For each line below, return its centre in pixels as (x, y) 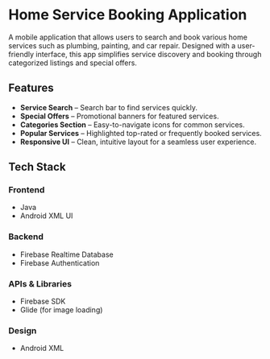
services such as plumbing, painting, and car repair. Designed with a (122, 45)
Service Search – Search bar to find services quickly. (109, 107)
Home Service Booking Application (128, 15)
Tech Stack (37, 167)
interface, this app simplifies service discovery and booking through (149, 54)
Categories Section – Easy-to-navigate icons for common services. (132, 124)
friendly (21, 54)
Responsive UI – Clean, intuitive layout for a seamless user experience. (138, 142)
